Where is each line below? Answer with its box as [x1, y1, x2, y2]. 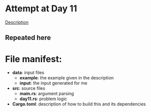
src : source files [12, 85, 45, 91]
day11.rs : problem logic [19, 96, 67, 102]
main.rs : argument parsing [19, 91, 74, 97]
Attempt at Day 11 [5, 3, 77, 14]
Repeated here [5, 34, 51, 42]
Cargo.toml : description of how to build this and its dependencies [12, 101, 146, 107]
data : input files [12, 70, 44, 75]
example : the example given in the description [19, 75, 114, 81]
